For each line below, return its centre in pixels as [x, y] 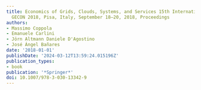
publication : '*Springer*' [40, 72]
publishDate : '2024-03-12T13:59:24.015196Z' [63, 56]
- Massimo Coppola [29, 28]
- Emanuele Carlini [31, 34]
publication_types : [31, 61]
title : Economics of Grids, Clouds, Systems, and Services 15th [88, 12]
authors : [17, 22]
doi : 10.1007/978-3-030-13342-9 [46, 78]
